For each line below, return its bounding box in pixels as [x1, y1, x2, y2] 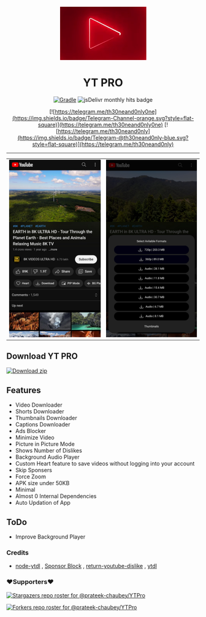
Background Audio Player [15, 453, 80, 461]
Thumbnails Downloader [15, 415, 78, 422]
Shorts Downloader [15, 408, 64, 415]
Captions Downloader [15, 421, 71, 428]
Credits [6, 548, 29, 557]
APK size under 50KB [15, 480, 70, 487]
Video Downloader [15, 401, 63, 408]
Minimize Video [15, 434, 55, 442]
